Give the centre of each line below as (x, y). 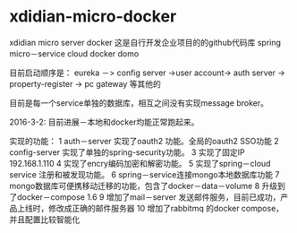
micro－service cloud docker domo (74, 53)
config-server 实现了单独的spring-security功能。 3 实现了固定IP (127, 152)
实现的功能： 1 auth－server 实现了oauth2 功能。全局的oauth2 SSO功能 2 (144, 141)
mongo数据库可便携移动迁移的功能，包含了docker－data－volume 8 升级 (144, 186)
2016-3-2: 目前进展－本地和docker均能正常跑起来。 (104, 122)
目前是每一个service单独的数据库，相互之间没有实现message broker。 (139, 103)
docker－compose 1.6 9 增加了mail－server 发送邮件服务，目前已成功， (148, 197)
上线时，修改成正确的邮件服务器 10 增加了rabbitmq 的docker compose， (150, 208)
